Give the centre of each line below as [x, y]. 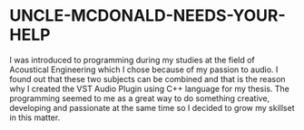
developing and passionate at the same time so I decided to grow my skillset [152, 107]
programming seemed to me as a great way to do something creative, [140, 98]
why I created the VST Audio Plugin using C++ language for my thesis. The [150, 88]
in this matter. [35, 117]
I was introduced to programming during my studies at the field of [132, 60]
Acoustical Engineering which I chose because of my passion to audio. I [144, 70]
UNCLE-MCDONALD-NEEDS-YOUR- [147, 16]
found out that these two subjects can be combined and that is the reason [147, 79]
